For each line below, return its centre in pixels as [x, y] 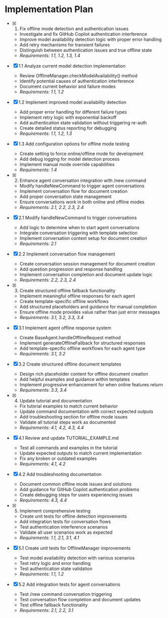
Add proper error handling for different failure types [73, 112]
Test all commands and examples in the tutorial [69, 447]
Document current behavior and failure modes [68, 86]
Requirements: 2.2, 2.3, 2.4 [48, 280]
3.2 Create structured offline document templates [70, 364]
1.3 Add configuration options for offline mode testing [74, 144]
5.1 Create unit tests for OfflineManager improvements [74, 548]
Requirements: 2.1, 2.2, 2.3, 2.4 [52, 207]
